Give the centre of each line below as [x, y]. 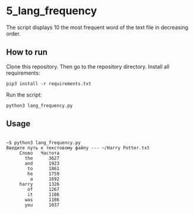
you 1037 [42, 205]
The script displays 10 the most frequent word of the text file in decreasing [97, 27]
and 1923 [42, 163]
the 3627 [42, 158]
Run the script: [24, 95]
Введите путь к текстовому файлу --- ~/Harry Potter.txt [78, 148]
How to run [27, 52]
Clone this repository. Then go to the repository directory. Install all [88, 66]
